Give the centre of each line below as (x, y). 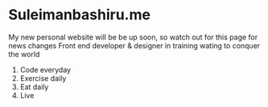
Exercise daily (43, 78)
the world (24, 54)
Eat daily (34, 87)
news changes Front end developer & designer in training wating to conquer (134, 45)
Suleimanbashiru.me (80, 15)
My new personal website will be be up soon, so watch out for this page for (133, 37)
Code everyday (45, 69)
